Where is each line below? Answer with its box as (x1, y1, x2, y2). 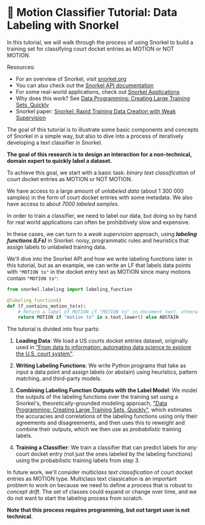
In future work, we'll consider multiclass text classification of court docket (7, 469, 193, 476)
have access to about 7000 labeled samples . (7, 200, 120, 207)
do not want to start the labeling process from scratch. (7, 495, 144, 502)
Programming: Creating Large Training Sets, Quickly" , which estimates (15, 406, 192, 413)
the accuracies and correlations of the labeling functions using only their (15, 413, 198, 420)
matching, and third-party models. (15, 375, 102, 382)
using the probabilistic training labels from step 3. (15, 457, 141, 464)
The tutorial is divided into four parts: (7, 326, 100, 333)
